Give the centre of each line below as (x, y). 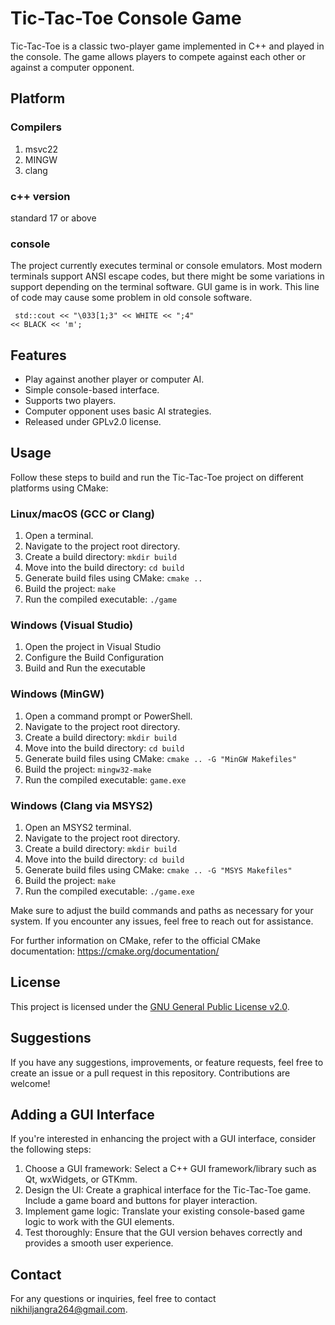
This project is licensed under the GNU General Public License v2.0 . (150, 1006)
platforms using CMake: (59, 488)
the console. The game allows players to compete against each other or (158, 56)
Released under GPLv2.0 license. (93, 422)
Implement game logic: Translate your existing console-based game (164, 1211)
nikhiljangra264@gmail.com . (69, 1309)
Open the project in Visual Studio (93, 647)
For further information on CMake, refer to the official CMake (135, 941)
